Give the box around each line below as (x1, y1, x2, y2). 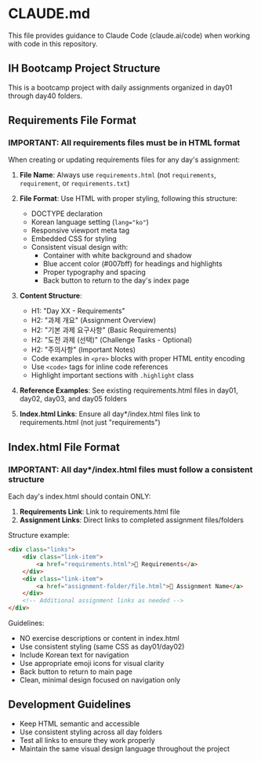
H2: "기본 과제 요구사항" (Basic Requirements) (31, 325, 177, 335)
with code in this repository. (8, 38, 98, 48)
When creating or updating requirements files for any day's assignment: (8, 155, 241, 165)
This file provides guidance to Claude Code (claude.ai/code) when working (8, 31, 251, 40)
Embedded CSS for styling (31, 234, 118, 243)
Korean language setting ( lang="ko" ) (31, 218, 149, 227)
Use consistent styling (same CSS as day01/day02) (19, 642, 185, 651)
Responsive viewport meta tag (31, 225, 130, 236)
